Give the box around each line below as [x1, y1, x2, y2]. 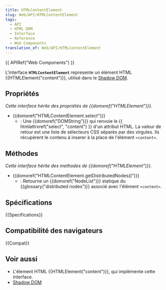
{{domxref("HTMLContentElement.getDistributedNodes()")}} [12, 173, 140, 179]
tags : [5, 17, 17, 22]
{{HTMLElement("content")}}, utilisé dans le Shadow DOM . [5, 74, 128, 81]
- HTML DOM [10, 27, 33, 32]
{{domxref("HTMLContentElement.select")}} [12, 113, 106, 119]
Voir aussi [5, 255, 38, 263]
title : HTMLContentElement [5, 7, 62, 13]
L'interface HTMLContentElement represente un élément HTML [5, 69, 132, 75]
